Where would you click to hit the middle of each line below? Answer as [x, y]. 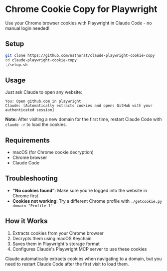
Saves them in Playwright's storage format [56, 244]
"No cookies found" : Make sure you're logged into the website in [80, 190]
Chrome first [25, 196]
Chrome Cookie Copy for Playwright [82, 9]
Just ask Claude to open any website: [44, 92]
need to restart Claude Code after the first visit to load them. [67, 264]
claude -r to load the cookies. [36, 125]
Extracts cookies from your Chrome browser [58, 233]
